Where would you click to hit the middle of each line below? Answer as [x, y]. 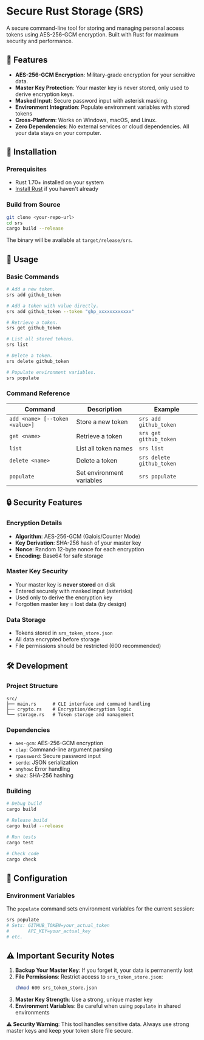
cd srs [15, 223]
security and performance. [40, 41]
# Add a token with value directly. [53, 306]
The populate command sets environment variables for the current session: [100, 909]
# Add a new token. [31, 289]
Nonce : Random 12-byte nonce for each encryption [80, 549]
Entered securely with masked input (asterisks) [74, 591]
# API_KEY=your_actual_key [49, 931]
